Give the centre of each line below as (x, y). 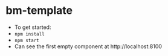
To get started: (33, 27)
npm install (29, 34)
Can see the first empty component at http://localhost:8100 (88, 46)
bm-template (39, 11)
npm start (27, 40)
